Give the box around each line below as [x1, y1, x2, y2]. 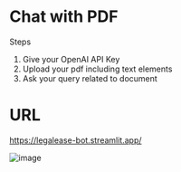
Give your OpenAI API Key [22, 53, 120, 64]
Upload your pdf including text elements [22, 63, 173, 74]
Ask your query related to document [22, 72, 158, 83]
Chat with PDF [9, 6, 119, 27]
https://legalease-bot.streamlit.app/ [9, 134, 142, 146]
